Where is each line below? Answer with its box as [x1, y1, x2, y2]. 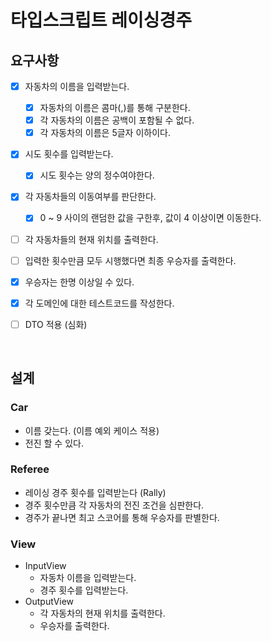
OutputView [24, 596, 75, 608]
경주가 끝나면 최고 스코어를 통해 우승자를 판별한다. [24, 511, 220, 523]
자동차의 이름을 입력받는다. [24, 81, 130, 92]
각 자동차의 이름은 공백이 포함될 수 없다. [39, 114, 195, 126]
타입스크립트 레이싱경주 [10, 9, 192, 32]
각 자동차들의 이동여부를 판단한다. [24, 191, 157, 203]
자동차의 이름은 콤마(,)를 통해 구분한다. [39, 102, 191, 114]
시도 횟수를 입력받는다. [24, 148, 114, 160]
